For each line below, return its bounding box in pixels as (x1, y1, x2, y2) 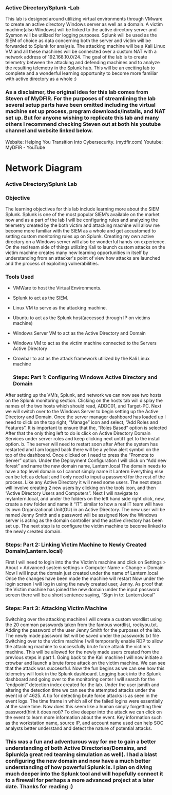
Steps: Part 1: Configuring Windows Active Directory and (12, 374, 158, 381)
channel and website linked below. (5, 127, 93, 134)
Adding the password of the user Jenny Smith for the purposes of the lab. (5, 627, 162, 633)
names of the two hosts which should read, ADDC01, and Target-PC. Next (5, 402, 162, 409)
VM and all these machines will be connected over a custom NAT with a (5, 48, 157, 55)
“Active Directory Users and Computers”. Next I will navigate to (5, 490, 139, 496)
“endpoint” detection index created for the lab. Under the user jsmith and (5, 682, 160, 688)
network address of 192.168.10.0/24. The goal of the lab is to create (5, 54, 147, 60)
